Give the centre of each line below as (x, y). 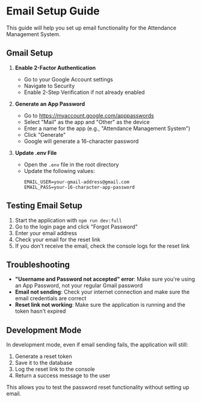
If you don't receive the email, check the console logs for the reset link (102, 246)
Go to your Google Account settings (68, 79)
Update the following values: (59, 171)
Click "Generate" (45, 134)
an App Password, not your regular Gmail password (79, 286)
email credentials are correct (51, 298)
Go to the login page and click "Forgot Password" (76, 227)
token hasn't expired (40, 311)
